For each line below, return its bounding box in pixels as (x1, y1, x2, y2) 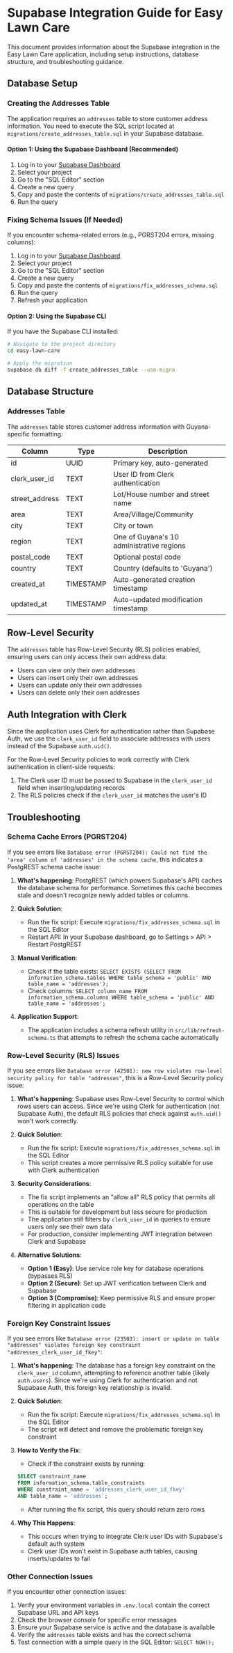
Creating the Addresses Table (7, 99, 110, 109)
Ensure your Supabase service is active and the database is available (17, 1623, 215, 1631)
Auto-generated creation (113, 574, 196, 584)
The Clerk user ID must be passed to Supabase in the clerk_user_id (17, 776, 213, 784)
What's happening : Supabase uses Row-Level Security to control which (17, 1095, 225, 1103)
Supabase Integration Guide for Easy (7, 5, 223, 21)
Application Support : (17, 1012, 79, 1020)
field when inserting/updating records (17, 784, 126, 792)
